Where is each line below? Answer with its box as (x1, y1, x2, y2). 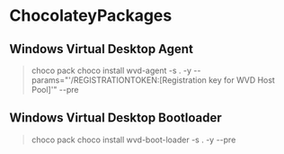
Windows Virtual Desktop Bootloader (9, 110, 222, 126)
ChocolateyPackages (9, 5, 173, 26)
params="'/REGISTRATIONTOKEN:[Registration (31, 75, 207, 86)
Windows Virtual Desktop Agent (9, 41, 193, 57)
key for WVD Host (208, 75, 276, 86)
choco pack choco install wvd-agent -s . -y (31, 65, 191, 76)
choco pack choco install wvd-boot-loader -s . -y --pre (31, 134, 236, 145)
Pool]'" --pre (31, 85, 79, 95)
